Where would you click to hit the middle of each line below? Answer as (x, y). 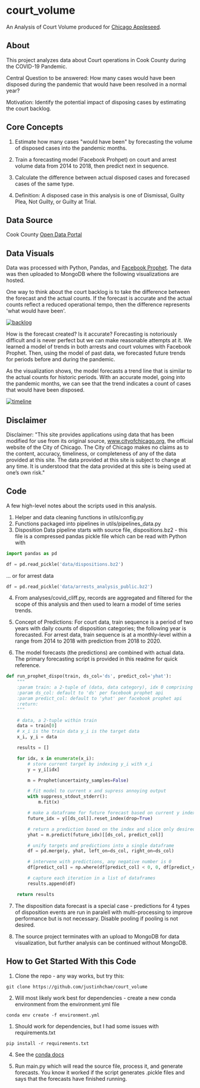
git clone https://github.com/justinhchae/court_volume (77, 987)
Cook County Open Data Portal (44, 235)
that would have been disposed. (46, 390)
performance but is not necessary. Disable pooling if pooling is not (96, 918)
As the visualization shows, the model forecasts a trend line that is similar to (99, 371)
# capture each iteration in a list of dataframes (92, 878)
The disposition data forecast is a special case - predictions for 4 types (102, 906)
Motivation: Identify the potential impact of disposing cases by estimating (96, 102)
